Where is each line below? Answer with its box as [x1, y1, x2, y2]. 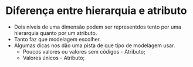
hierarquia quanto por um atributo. [13, 29, 97, 36]
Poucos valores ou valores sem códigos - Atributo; [22, 48, 145, 55]
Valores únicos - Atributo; [22, 54, 85, 61]
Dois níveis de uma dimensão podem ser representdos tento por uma [13, 23, 181, 30]
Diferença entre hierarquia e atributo [5, 4, 187, 17]
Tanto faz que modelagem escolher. [13, 36, 101, 43]
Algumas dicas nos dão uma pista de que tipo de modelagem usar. [13, 42, 175, 49]
